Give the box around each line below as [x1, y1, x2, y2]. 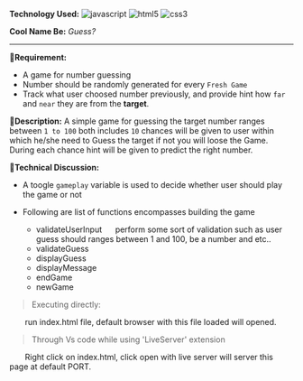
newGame [35, 282, 74, 293]
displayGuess [35, 253, 87, 264]
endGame [35, 272, 73, 283]
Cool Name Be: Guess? [9, 26, 96, 36]
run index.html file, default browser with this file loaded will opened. [24, 317, 277, 327]
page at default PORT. [9, 361, 92, 372]
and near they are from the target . [22, 98, 150, 108]
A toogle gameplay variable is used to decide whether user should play [22, 180, 282, 190]
